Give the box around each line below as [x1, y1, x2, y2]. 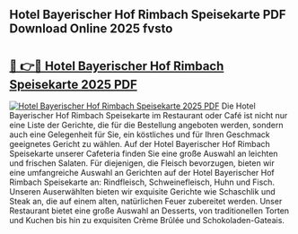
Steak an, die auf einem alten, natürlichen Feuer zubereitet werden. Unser [9, 196, 283, 206]
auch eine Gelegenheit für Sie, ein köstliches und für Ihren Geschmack [9, 129, 271, 140]
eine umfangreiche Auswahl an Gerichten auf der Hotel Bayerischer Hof [9, 168, 276, 178]
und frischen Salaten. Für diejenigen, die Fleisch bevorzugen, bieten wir [9, 158, 276, 169]
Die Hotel [221, 100, 256, 111]
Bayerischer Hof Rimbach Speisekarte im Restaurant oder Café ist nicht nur [9, 110, 288, 120]
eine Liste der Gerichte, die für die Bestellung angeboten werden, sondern [9, 120, 284, 130]
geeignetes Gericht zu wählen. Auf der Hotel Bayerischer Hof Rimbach [9, 139, 271, 149]
